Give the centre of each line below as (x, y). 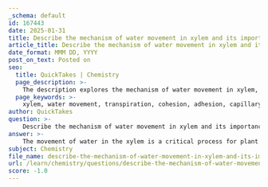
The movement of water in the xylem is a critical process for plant (141, 141)
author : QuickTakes (41, 112)
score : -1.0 (28, 171)
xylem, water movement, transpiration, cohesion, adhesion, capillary (142, 104)
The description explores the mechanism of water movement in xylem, (141, 90)
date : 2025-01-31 (37, 30)
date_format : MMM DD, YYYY (53, 53)
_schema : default (37, 16)
